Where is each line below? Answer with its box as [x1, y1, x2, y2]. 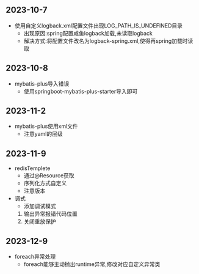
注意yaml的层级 [23, 130, 63, 138]
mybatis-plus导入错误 [14, 80, 70, 87]
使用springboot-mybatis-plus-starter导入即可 [23, 87, 138, 95]
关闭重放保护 [23, 218, 56, 225]
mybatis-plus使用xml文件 [14, 122, 79, 130]
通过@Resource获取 [23, 172, 74, 179]
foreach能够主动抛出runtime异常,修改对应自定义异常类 [23, 261, 161, 268]
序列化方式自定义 [23, 180, 67, 187]
